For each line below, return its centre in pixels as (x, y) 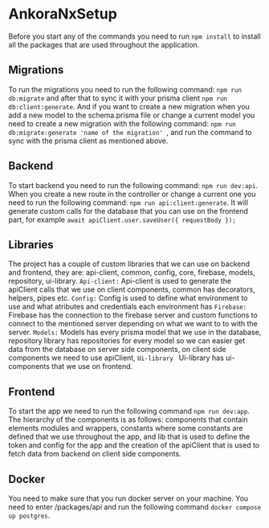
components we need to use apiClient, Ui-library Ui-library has (116, 358)
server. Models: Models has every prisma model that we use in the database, (135, 332)
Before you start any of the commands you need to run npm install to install (134, 36)
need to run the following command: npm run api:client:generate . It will (128, 203)
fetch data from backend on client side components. (95, 454)
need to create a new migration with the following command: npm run (122, 123)
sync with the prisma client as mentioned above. (88, 141)
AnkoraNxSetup (63, 14)
